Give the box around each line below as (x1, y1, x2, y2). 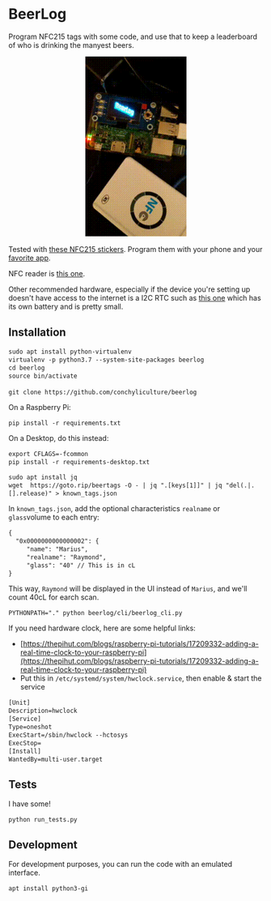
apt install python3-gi (8, 884, 89, 892)
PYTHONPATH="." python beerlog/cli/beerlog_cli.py (8, 609, 183, 617)
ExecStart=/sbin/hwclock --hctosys (8, 731, 129, 740)
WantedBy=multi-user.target (8, 755, 104, 764)
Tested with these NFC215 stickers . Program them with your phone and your (8, 245, 263, 254)
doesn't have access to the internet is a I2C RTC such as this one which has (8, 293, 261, 303)
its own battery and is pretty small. (8, 301, 124, 312)
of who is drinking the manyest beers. (8, 40, 135, 49)
